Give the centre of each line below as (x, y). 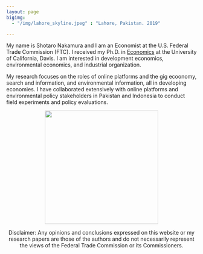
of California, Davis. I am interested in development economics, (85, 59)
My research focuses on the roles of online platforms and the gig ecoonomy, (101, 77)
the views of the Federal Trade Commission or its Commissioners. (101, 246)
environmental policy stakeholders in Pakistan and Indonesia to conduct (96, 96)
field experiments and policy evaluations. (57, 102)
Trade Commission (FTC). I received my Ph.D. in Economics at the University (101, 52)
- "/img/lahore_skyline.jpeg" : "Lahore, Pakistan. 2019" (86, 23)
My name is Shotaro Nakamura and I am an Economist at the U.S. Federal (97, 45)
